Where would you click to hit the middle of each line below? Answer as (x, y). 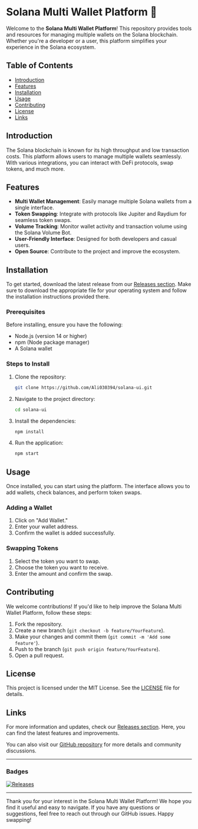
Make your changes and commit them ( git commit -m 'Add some (93, 636)
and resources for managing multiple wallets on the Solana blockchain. (92, 34)
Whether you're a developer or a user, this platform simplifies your (86, 41)
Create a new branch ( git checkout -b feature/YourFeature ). (90, 630)
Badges (17, 772)
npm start (27, 454)
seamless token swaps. (43, 220)
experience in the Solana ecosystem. (51, 47)
